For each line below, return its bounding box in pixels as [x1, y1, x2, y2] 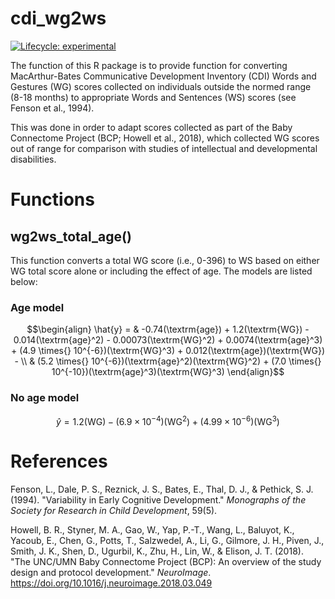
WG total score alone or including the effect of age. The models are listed [10, 265, 313, 277]
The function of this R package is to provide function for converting [10, 59, 288, 71]
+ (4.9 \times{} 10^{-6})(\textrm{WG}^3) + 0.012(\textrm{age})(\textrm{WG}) [10, 345, 326, 357]
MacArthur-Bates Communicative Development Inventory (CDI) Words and [10, 70, 317, 82]
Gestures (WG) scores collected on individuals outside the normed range [10, 80, 312, 92]
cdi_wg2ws [10, 7, 107, 30]
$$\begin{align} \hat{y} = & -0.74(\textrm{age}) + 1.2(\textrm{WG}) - [26, 323, 310, 336]
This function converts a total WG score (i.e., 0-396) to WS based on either [10, 254, 320, 266]
